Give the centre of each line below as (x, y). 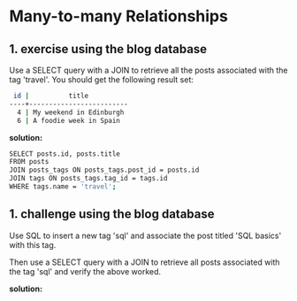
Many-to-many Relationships (118, 16)
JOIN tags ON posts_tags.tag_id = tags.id (88, 179)
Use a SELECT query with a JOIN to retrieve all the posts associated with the (148, 70)
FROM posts (29, 162)
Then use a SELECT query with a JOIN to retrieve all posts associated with (145, 262)
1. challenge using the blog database (112, 214)
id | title (51, 96)
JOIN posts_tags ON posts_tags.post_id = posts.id (104, 170)
